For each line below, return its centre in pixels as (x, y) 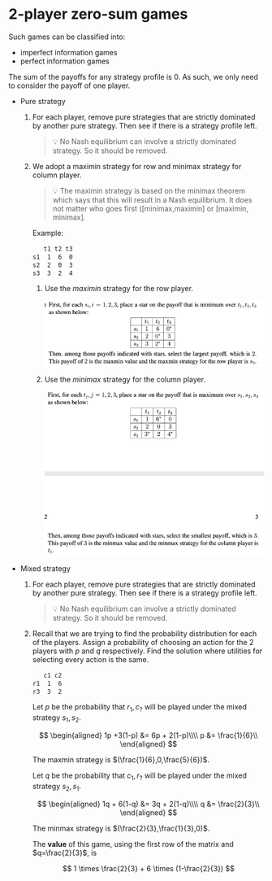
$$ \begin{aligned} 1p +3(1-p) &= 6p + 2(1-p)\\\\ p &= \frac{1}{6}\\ (149, 735)
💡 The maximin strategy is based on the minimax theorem (149, 190)
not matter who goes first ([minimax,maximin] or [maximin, (151, 208)
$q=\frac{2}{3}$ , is (65, 853)
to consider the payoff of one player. (69, 85)
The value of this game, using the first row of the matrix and (133, 844)
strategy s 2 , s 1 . (56, 787)
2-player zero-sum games (98, 14)
